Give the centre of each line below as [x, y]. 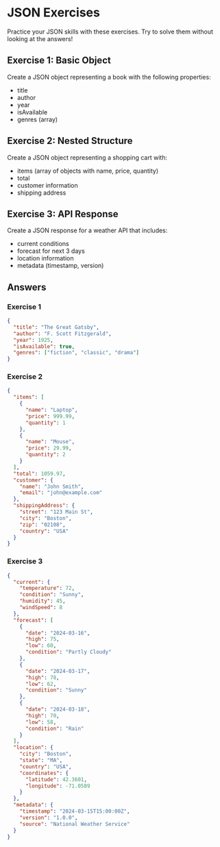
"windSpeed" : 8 [41, 608]
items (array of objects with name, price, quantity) [88, 171]
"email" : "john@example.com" [61, 493]
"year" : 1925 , [33, 340]
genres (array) [37, 119]
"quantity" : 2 [46, 455]
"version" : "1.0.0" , [49, 818]
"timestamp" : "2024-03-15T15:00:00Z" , [75, 811]
